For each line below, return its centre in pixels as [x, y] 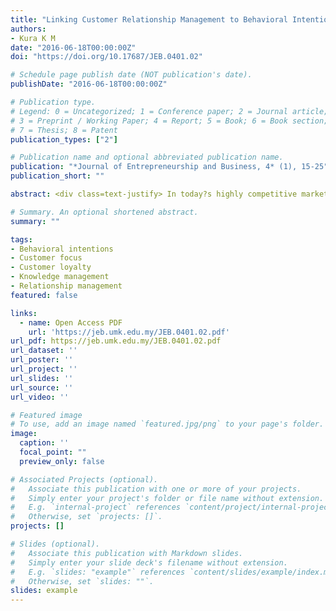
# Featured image [46, 415]
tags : [21, 239]
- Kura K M [33, 38]
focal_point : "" [53, 452]
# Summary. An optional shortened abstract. [104, 212]
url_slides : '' [42, 378]
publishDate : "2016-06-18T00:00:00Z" [89, 84]
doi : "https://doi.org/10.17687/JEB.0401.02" [106, 57]
